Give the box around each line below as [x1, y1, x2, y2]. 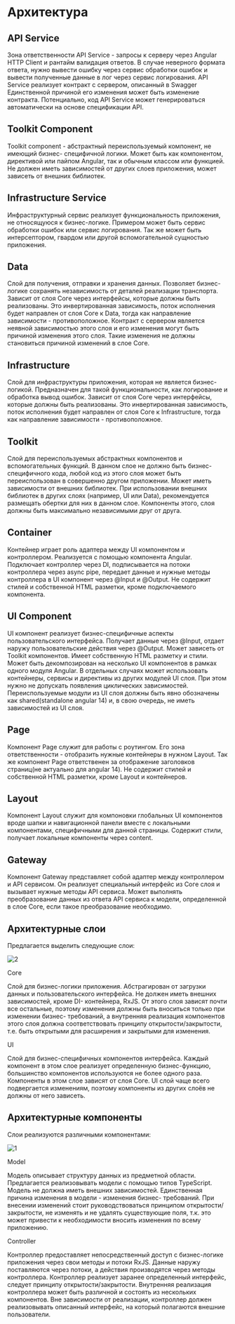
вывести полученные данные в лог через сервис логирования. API [7, 73, 208, 81]
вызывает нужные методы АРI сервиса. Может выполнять [7, 888, 183, 896]
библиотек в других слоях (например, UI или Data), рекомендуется [7, 492, 209, 500]
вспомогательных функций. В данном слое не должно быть [7, 462, 187, 470]
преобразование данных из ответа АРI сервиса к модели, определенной [7, 895, 227, 904]
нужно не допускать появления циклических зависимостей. [7, 681, 189, 690]
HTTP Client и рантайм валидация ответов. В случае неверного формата [7, 58, 226, 67]
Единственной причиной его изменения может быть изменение [7, 88, 200, 96]
